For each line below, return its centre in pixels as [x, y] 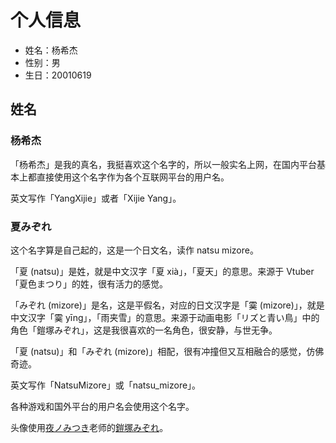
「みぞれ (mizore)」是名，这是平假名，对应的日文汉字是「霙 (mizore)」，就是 [167, 305]
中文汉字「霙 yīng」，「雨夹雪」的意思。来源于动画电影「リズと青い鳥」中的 [165, 317]
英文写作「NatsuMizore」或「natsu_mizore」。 [106, 385]
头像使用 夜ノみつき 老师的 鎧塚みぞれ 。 [89, 427]
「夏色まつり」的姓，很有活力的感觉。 [89, 283]
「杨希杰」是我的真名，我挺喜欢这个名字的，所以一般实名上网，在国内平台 [163, 164]
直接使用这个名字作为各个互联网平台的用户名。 [133, 177]
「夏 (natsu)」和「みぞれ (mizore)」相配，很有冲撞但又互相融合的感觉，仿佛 [167, 351]
